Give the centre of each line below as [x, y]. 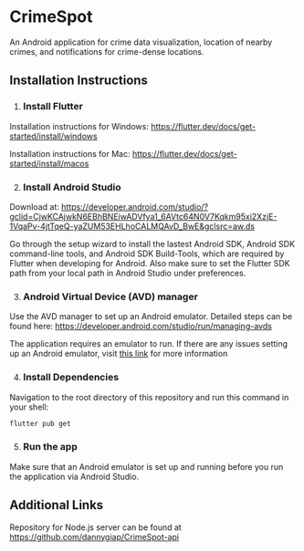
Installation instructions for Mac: [70, 153]
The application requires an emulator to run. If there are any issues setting [149, 344]
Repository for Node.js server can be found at [96, 527]
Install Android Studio [72, 187]
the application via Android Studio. [74, 476]
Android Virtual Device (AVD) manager [110, 296]
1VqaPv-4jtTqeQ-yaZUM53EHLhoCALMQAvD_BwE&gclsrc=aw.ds [132, 226]
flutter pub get [40, 423]
